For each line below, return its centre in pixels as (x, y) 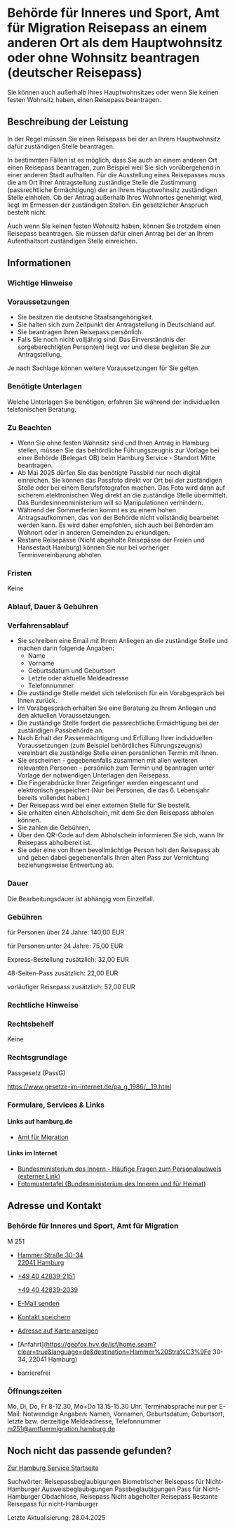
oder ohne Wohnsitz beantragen (103, 58)
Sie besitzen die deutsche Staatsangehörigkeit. (86, 317)
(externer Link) (39, 1176)
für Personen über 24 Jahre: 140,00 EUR (66, 932)
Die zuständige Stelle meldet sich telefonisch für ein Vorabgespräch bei (121, 693)
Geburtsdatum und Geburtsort (72, 671)
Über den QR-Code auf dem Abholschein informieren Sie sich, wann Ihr (121, 835)
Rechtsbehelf (31, 1024)
